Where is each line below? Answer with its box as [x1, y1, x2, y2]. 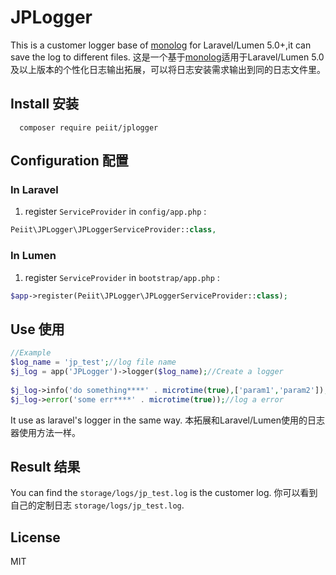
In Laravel [10, 183, 59, 197]
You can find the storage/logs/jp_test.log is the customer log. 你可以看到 [10, 487, 318, 499]
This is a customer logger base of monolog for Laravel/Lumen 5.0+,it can [10, 39, 312, 51]
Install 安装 [10, 96, 80, 113]
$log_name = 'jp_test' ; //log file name [10, 357, 177, 368]
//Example [10, 348, 52, 358]
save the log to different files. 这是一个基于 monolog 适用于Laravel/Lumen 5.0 [10, 51, 325, 63]
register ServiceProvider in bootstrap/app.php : [24, 271, 220, 283]
